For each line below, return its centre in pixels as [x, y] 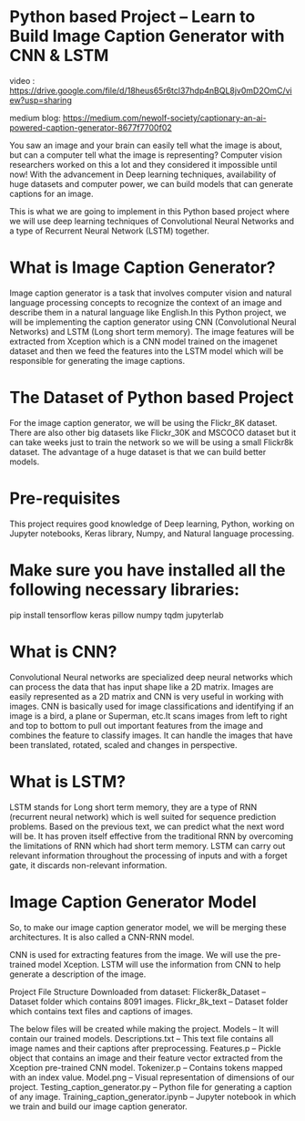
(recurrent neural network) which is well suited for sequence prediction [143, 816]
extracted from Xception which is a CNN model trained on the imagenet [143, 341]
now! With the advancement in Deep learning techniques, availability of [143, 174]
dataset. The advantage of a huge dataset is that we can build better [138, 452]
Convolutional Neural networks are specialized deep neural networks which [151, 677]
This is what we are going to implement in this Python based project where [149, 211]
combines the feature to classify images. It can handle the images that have [151, 735]
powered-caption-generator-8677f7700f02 [91, 127]
